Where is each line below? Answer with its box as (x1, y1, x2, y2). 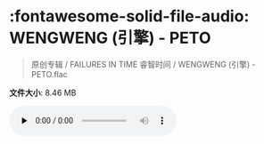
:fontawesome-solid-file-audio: (9, 6, 250, 27)
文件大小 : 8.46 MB (9, 87, 77, 98)
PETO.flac (30, 68, 69, 79)
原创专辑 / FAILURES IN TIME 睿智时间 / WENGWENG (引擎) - (30, 59, 256, 69)
